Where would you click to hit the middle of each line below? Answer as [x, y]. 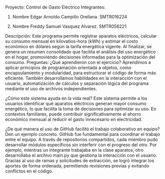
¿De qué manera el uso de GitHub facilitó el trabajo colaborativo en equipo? [82, 129]
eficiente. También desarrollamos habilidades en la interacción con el [76, 78]
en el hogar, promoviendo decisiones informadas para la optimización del [80, 57]
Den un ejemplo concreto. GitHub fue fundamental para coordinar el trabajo [83, 134]
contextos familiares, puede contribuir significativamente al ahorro [73, 114]
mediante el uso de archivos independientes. [51, 89]
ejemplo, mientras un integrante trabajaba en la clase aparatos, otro [75, 150]
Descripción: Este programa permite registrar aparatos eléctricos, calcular [81, 36]
